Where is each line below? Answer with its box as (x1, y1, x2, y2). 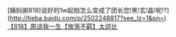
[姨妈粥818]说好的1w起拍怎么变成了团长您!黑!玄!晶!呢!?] (7, 6, 170, 14)
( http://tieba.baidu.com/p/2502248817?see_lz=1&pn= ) (7, 14, 167, 22)
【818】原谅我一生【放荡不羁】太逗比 (7, 22, 118, 30)
